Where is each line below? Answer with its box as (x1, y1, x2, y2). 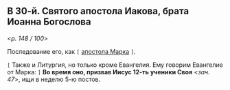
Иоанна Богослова (7, 16, 91, 28)
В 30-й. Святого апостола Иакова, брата (7, 5, 189, 17)
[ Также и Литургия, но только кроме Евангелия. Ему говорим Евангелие (7, 61, 223, 69)
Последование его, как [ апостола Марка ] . (7, 47, 136, 55)
